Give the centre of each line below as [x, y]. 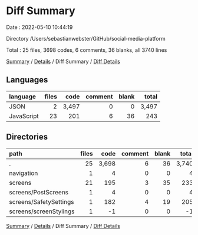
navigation [24, 173]
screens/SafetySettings [42, 201]
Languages [27, 80]
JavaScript [24, 116]
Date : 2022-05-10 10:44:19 [39, 27]
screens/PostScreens [39, 192]
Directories [27, 137]
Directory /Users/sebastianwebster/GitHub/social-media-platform [86, 38]
